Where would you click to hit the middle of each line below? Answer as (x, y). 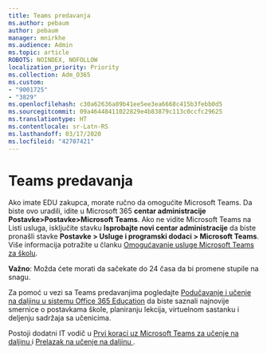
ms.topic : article (39, 53)
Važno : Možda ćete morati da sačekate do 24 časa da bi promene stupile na (133, 269)
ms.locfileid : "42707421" (51, 141)
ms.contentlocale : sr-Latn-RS (59, 126)
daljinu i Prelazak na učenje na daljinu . (72, 342)
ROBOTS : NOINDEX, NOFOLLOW (53, 60)
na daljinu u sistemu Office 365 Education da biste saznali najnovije (119, 301)
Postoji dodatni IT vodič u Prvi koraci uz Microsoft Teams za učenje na (124, 333)
